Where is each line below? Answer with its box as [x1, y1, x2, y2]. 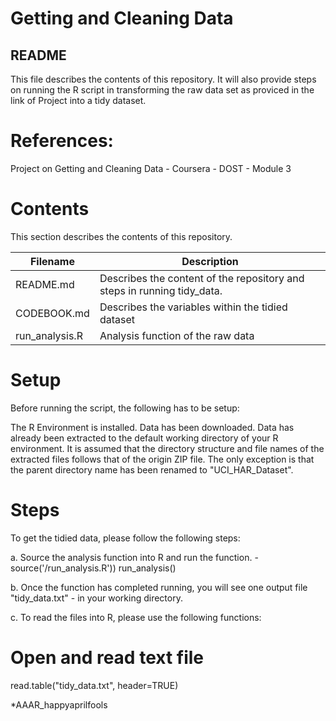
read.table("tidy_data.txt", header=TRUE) [10, 679, 179, 691]
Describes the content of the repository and [99, 271, 305, 285]
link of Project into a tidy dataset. [10, 95, 147, 106]
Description [181, 254, 239, 268]
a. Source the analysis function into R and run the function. [10, 551, 253, 563]
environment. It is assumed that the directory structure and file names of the [10, 442, 325, 454]
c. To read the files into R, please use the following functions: [10, 611, 262, 623]
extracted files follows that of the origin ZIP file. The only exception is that [10, 453, 315, 465]
